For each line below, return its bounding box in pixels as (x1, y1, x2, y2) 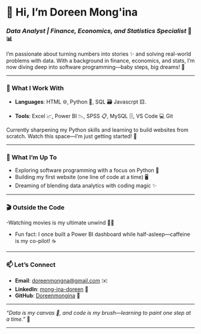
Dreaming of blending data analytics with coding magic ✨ (14, 182, 157, 189)
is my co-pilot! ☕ (14, 238, 57, 245)
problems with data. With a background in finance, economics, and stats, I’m (6, 57, 195, 65)
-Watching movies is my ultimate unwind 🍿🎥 (6, 219, 115, 226)
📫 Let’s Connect (6, 260, 56, 269)
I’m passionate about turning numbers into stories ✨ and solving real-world (6, 50, 191, 57)
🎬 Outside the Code (6, 204, 65, 211)
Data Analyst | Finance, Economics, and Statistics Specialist (6, 27, 187, 35)
